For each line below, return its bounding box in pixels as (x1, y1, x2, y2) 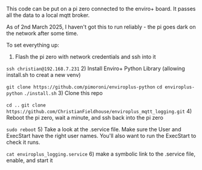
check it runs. (6, 139, 41, 146)
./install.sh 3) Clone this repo (24, 90, 103, 96)
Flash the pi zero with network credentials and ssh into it (15, 53, 156, 60)
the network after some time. (6, 30, 79, 37)
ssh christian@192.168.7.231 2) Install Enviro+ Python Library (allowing (6, 65, 186, 72)
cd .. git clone (6, 102, 47, 108)
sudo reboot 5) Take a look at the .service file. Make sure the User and (6, 126, 181, 132)
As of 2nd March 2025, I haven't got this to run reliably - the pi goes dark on (6, 24, 196, 30)
